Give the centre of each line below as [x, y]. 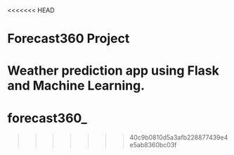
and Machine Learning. [76, 86]
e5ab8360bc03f [153, 145]
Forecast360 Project [69, 39]
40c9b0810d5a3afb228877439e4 [179, 137]
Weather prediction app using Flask [113, 71]
